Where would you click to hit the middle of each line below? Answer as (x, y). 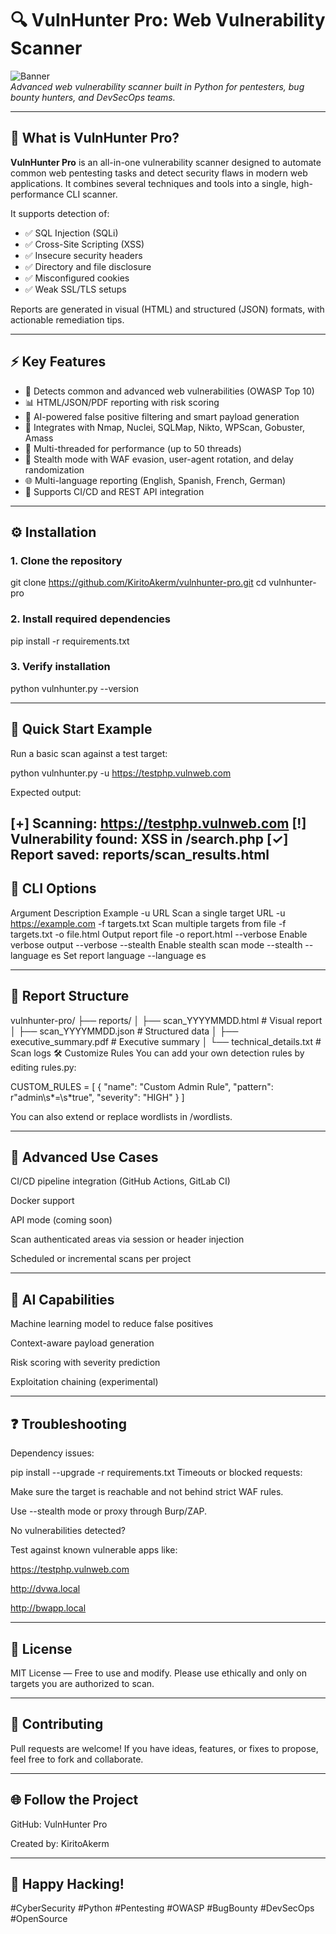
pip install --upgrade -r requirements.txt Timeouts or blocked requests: (156, 1473)
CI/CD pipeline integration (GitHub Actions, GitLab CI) (120, 1181)
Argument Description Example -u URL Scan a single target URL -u (148, 913)
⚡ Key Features (58, 362)
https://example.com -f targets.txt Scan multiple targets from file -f (148, 923)
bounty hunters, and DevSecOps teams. (93, 97)
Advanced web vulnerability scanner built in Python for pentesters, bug (157, 86)
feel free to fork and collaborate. (77, 1759)
